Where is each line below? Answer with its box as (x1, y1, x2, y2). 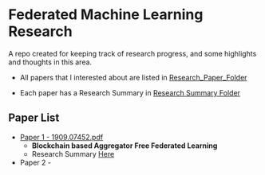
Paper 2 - (19, 157, 52, 167)
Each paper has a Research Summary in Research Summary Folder (19, 87, 241, 97)
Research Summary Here (31, 149, 115, 158)
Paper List (8, 111, 60, 125)
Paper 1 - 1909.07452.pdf (19, 132, 104, 142)
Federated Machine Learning (8, 6, 204, 24)
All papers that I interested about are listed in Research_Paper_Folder (19, 72, 247, 82)
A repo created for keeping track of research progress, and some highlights (8, 49, 257, 58)
